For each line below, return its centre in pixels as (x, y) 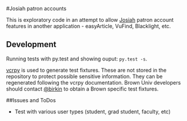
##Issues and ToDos (31, 100)
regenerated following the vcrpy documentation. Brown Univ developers (93, 82)
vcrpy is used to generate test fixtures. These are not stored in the (86, 70)
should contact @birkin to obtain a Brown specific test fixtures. (82, 89)
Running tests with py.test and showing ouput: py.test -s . (77, 59)
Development (31, 44)
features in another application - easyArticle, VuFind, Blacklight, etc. (89, 26)
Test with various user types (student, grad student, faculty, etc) (93, 112)
